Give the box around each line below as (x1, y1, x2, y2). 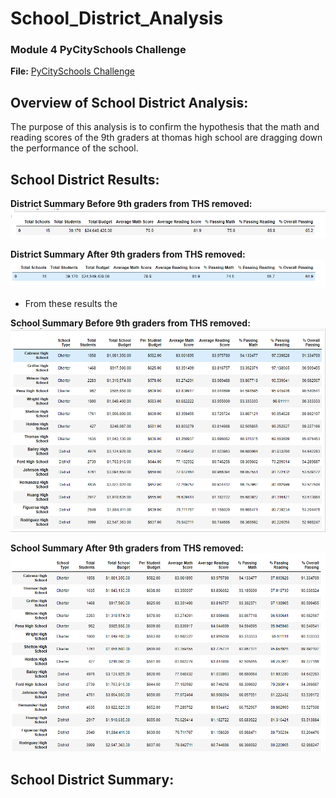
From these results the (24, 298, 118, 310)
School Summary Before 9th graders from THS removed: (10, 317, 251, 329)
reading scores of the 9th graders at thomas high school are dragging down (10, 132, 323, 144)
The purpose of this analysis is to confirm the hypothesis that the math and (10, 121, 320, 133)
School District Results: (10, 171, 160, 188)
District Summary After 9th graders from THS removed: (10, 248, 246, 260)
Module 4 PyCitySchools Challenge (10, 43, 187, 57)
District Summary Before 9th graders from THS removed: (10, 198, 253, 210)
